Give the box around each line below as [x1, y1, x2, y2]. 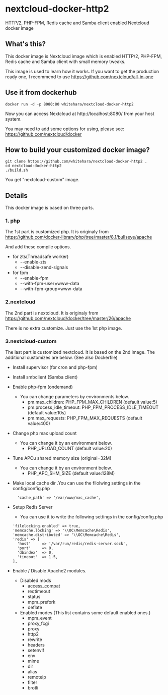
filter [27, 679, 38, 685]
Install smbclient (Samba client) [12, 374, 78, 380]
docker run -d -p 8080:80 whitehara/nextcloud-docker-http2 [5, 101, 134, 106]
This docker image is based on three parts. [5, 205, 94, 211]
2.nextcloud [5, 298, 36, 305]
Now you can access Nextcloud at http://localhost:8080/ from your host [5, 111, 154, 117]
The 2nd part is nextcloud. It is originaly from [5, 310, 99, 316]
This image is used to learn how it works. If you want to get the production [5, 68, 159, 74]
